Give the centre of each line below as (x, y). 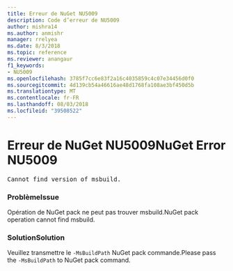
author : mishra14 (32, 26)
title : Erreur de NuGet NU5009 (53, 14)
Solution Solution (36, 238)
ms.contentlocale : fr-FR (43, 98)
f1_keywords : (26, 65)
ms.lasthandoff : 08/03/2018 (48, 104)
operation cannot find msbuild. (51, 219)
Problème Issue (33, 197)
